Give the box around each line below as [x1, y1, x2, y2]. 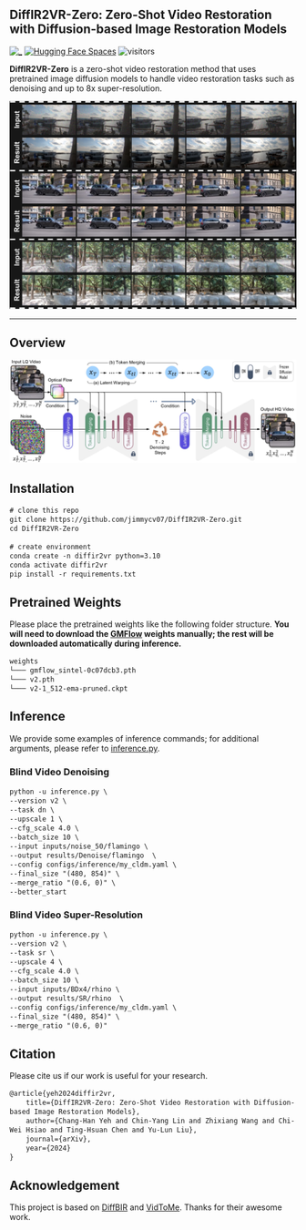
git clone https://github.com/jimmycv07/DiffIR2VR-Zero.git [9, 515, 243, 525]
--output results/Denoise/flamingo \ [9, 851, 157, 860]
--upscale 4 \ [9, 958, 64, 967]
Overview [9, 334, 66, 350]
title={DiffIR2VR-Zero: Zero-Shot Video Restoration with [25, 1098, 250, 1108]
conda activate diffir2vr [9, 560, 107, 570]
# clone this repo [9, 506, 79, 516]
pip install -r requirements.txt [9, 569, 137, 579]
